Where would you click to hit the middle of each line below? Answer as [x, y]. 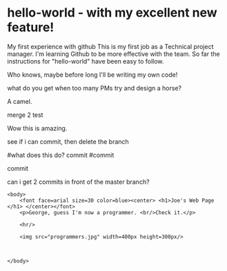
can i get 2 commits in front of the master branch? [78, 182]
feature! [31, 27]
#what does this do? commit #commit [61, 155]
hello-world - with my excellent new [112, 13]
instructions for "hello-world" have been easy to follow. [86, 61]
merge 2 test [25, 115]
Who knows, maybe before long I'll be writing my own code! [92, 75]
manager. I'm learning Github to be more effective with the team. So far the [113, 54]
